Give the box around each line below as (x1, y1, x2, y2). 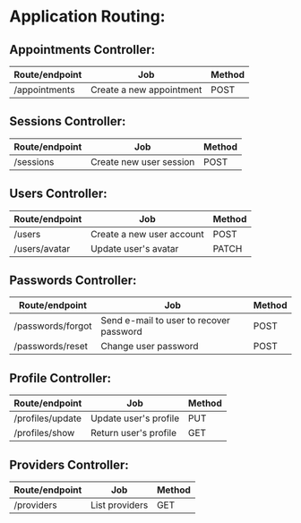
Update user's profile (90, 412, 180, 424)
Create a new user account (90, 227, 204, 240)
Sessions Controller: (9, 114, 126, 129)
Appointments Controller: (9, 42, 156, 57)
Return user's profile (90, 427, 177, 440)
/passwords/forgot (13, 320, 92, 332)
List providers (90, 499, 149, 511)
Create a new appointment (90, 83, 202, 96)
